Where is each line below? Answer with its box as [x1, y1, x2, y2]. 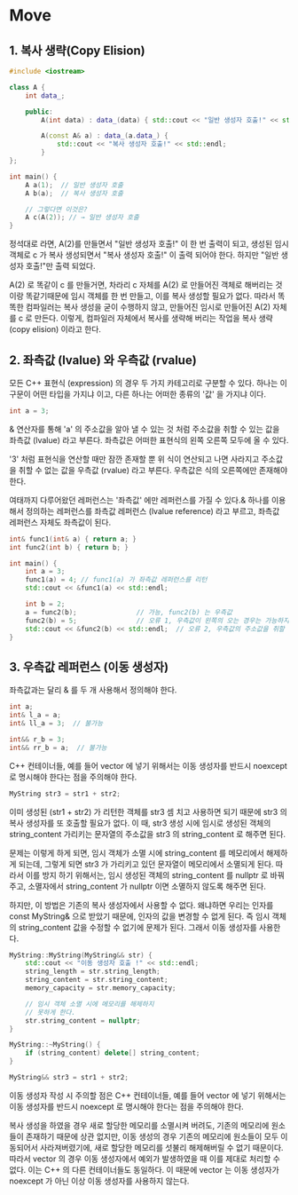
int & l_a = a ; [9, 711, 62, 720]
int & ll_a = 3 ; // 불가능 [9, 719, 104, 728]
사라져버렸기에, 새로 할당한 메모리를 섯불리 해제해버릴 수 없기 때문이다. [39, 1142, 284, 1152]
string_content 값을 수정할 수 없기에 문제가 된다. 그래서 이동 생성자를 [18, 922, 257, 932]
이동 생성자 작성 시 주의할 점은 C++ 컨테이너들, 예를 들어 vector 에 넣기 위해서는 [9, 1089, 286, 1101]
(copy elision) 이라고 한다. [9, 324, 102, 335]
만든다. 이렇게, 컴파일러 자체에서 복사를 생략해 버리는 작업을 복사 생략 [34, 313, 273, 324]
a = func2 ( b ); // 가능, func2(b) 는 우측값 [25, 607, 233, 617]
